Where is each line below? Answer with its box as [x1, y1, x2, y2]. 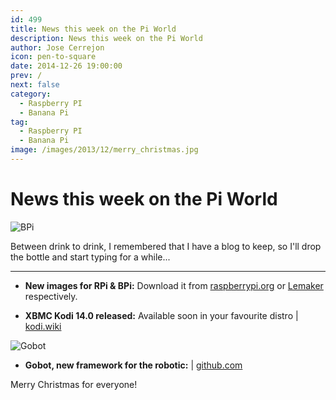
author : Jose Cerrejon [10, 42, 105, 53]
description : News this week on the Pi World [10, 33, 203, 43]
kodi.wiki [24, 320, 62, 332]
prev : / [10, 71, 43, 81]
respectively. [24, 290, 78, 302]
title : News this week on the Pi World [10, 24, 177, 34]
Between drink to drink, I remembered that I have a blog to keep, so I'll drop [10, 240, 322, 252]
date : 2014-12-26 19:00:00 [10, 61, 123, 71]
